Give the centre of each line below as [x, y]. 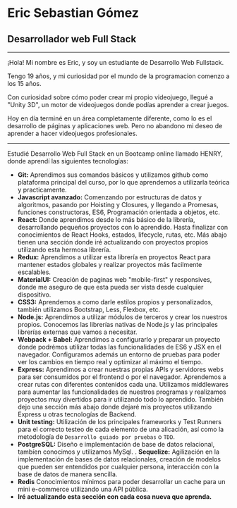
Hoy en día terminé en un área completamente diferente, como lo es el [110, 118]
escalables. [34, 272]
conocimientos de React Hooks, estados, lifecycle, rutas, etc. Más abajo [122, 235]
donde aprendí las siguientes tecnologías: [68, 161]
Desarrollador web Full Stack [72, 39]
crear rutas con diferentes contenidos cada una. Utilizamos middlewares [123, 384]
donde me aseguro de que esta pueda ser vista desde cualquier [110, 287]
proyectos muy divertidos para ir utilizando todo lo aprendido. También [121, 399]
